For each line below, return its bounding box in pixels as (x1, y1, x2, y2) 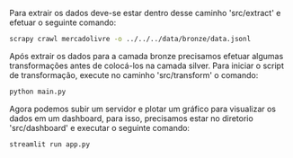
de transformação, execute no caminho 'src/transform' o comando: (9, 69, 259, 80)
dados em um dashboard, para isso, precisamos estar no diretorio (9, 112, 253, 124)
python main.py (9, 87, 67, 96)
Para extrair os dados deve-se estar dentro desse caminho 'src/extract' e (9, 8, 281, 18)
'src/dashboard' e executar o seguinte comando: (9, 122, 191, 133)
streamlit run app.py (9, 139, 91, 149)
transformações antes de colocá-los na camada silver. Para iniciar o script (9, 60, 285, 71)
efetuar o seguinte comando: (9, 17, 117, 28)
